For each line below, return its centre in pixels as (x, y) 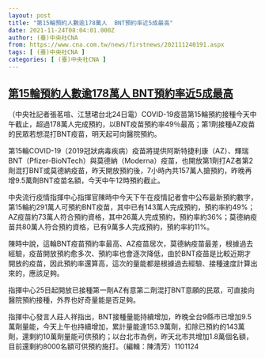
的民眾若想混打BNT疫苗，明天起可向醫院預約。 (85, 134)
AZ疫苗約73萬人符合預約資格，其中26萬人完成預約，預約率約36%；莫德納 (129, 217)
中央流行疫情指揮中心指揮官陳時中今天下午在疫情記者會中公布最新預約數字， (133, 197)
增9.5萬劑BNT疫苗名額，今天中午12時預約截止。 (86, 180)
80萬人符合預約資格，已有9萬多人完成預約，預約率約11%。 (118, 227)
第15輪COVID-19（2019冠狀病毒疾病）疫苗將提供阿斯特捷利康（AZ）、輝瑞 (129, 150)
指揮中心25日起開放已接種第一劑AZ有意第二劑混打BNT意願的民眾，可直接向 (132, 290)
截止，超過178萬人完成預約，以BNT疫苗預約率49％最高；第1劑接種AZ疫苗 (135, 124)
